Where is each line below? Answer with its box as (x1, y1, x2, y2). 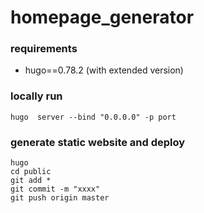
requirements (10, 42, 78, 56)
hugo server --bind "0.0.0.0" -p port (10, 112, 177, 122)
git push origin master (10, 193, 110, 203)
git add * (10, 176, 52, 186)
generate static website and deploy (10, 135, 186, 149)
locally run (10, 89, 63, 103)
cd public (10, 167, 52, 177)
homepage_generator (10, 6, 195, 29)
